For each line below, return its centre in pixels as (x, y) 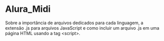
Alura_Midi (28, 9)
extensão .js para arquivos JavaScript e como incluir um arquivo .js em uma (82, 28)
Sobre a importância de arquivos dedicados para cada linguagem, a (74, 23)
